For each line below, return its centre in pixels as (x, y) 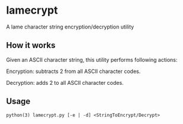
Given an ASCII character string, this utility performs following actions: (92, 59)
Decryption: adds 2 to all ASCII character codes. (65, 82)
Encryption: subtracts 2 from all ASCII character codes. (73, 71)
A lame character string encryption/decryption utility (70, 27)
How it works (31, 45)
